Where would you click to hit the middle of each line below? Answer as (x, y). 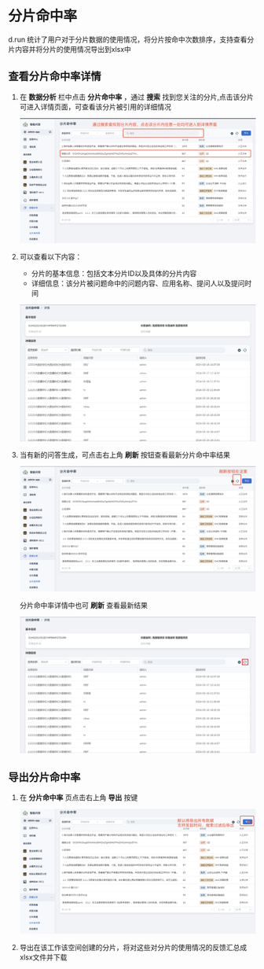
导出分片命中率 (44, 777)
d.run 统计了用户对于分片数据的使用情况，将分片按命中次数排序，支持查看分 (131, 39)
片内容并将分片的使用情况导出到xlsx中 (70, 49)
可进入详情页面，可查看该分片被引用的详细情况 (95, 106)
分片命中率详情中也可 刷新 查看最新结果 (83, 605)
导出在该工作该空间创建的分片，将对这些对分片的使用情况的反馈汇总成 (133, 947)
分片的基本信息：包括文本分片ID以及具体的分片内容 (114, 274)
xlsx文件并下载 (43, 957)
